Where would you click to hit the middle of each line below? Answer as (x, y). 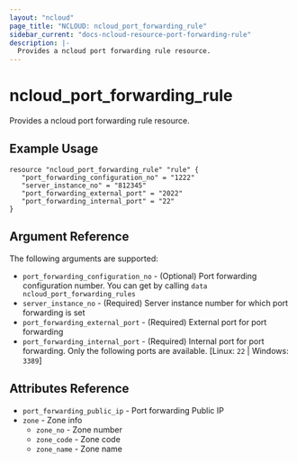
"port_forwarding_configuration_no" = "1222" (108, 177)
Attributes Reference (69, 389)
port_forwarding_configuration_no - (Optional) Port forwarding (139, 276)
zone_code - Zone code (78, 439)
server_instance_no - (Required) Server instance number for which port (155, 303)
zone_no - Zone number (79, 430)
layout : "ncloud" (42, 18)
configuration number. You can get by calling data (115, 286)
